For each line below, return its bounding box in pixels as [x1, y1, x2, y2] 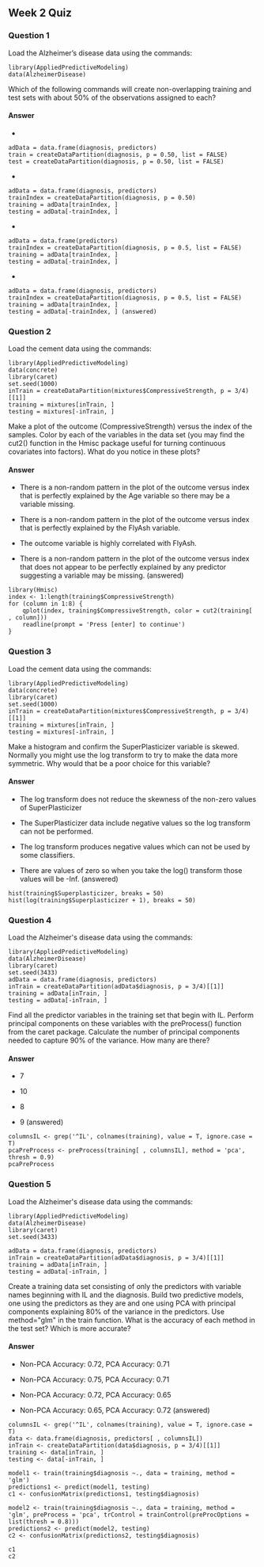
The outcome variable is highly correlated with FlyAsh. [19, 539, 198, 548]
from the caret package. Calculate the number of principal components [8, 1028, 240, 1037]
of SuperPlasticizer [19, 803, 82, 812]
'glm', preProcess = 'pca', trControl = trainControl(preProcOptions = [8, 1511, 249, 1519]
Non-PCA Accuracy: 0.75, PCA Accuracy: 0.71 [19, 1374, 170, 1384]
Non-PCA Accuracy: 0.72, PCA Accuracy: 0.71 [19, 1359, 170, 1369]
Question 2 [8, 326, 51, 337]
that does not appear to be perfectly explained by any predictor [19, 562, 227, 572]
